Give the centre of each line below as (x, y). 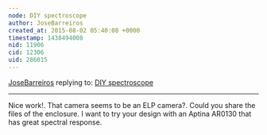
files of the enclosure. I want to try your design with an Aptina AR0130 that (130, 114)
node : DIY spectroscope (48, 15)
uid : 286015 (28, 60)
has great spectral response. (55, 122)
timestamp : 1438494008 (46, 38)
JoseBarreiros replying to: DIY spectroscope (81, 82)
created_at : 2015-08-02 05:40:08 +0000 (74, 30)
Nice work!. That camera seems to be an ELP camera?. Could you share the (132, 105)
